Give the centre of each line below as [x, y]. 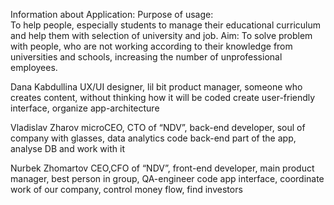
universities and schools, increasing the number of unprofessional [146, 57]
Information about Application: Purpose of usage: [112, 14]
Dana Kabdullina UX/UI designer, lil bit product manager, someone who [156, 87]
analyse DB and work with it [67, 148]
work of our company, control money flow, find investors [126, 189]
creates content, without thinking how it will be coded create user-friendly [163, 97]
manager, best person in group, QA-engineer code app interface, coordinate [167, 178]
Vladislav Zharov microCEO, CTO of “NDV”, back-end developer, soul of [158, 127]
